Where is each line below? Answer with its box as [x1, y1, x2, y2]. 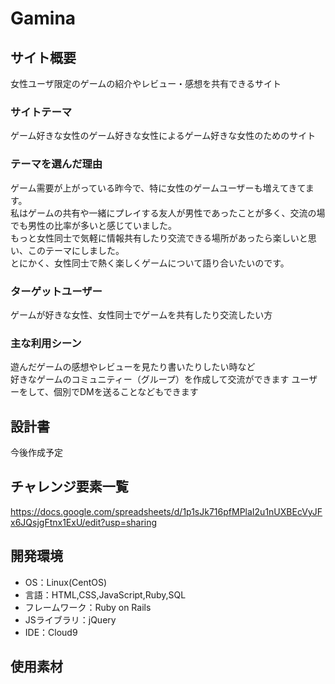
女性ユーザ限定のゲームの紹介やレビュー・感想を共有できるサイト [10, 78, 282, 89]
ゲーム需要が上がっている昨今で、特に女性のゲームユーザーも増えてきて [10, 182, 306, 194]
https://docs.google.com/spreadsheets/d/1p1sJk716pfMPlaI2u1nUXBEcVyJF [10, 505, 323, 517]
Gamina [10, 7, 77, 30]
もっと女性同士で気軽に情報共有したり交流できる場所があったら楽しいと [10, 232, 308, 244]
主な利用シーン [10, 336, 82, 350]
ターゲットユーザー [10, 284, 103, 298]
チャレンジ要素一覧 [10, 478, 129, 496]
